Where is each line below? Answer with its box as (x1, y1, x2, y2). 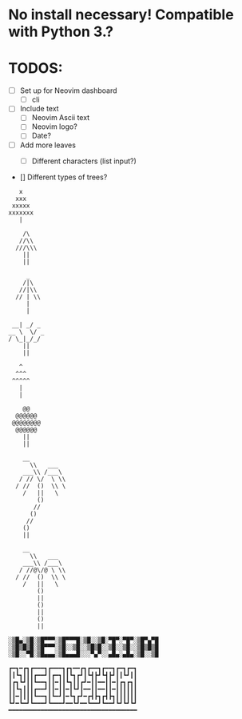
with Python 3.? (8, 22, 114, 41)
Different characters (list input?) (31, 156, 137, 166)
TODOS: (8, 59, 63, 78)
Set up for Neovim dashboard (19, 86, 117, 95)
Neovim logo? (31, 122, 77, 131)
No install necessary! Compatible (8, 6, 234, 24)
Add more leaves (19, 140, 76, 150)
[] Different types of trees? (19, 172, 108, 182)
